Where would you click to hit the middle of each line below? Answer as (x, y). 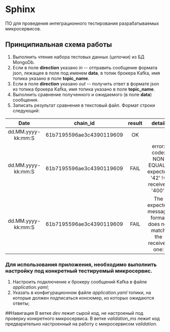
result (135, 123)
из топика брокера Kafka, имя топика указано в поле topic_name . (84, 89)
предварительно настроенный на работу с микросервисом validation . (81, 324)
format (159, 218)
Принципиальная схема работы (59, 45)
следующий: (26, 110)
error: (158, 146)
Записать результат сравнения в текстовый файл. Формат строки (84, 105)
